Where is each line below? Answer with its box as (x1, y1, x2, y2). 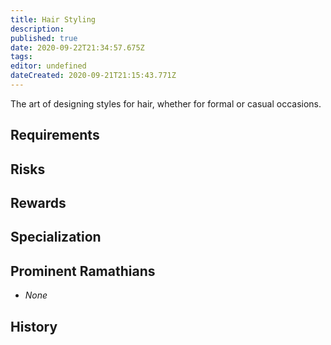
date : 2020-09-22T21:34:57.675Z (10, 42, 145, 53)
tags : (10, 52, 33, 62)
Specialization (10, 229, 102, 246)
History (10, 318, 58, 335)
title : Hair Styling (10, 14, 97, 25)
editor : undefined (10, 61, 87, 71)
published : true (10, 33, 78, 43)
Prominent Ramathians (10, 262, 156, 280)
